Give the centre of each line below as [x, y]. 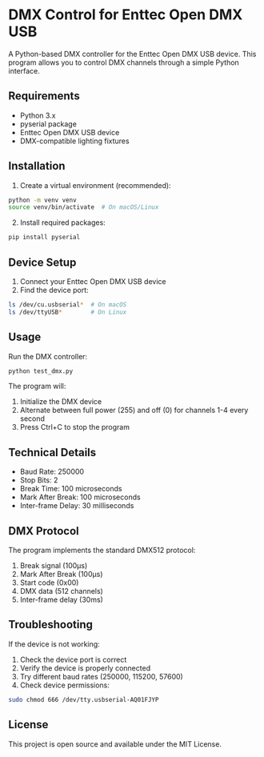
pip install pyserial [44, 238]
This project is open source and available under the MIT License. [115, 744]
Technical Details [52, 453]
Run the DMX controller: [48, 356]
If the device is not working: [54, 644]
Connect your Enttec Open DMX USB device [93, 281]
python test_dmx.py [41, 371]
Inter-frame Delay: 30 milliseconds [77, 506]
